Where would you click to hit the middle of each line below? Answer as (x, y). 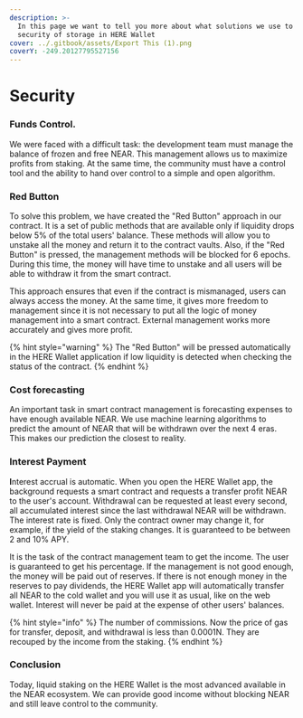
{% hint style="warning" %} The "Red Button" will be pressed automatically (150, 347)
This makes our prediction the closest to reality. (98, 439)
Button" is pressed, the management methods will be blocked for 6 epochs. (150, 254)
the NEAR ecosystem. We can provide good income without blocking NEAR (149, 694)
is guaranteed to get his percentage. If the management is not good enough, (151, 566)
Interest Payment (48, 462)
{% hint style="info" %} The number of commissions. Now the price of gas (149, 622)
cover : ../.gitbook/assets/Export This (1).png (101, 43)
